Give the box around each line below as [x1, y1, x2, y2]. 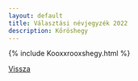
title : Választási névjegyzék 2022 [8, 19, 128, 27]
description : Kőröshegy [8, 26, 89, 34]
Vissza [8, 64, 31, 74]
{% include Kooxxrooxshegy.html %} [8, 49, 131, 59]
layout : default [8, 11, 63, 20]
